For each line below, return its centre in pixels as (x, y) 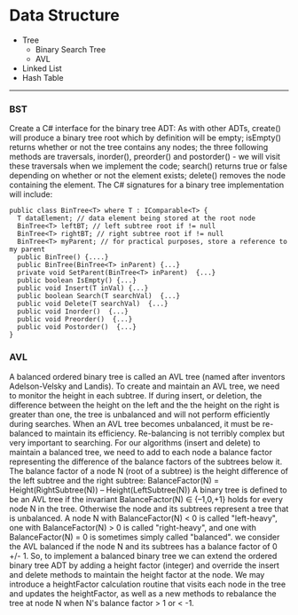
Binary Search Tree (71, 49)
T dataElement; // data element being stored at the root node (136, 218)
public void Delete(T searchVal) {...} (93, 304)
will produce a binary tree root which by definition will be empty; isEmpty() (145, 138)
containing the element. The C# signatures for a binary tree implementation (147, 185)
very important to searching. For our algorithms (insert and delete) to (135, 442)
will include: (31, 194)
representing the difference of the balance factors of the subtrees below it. (146, 461)
